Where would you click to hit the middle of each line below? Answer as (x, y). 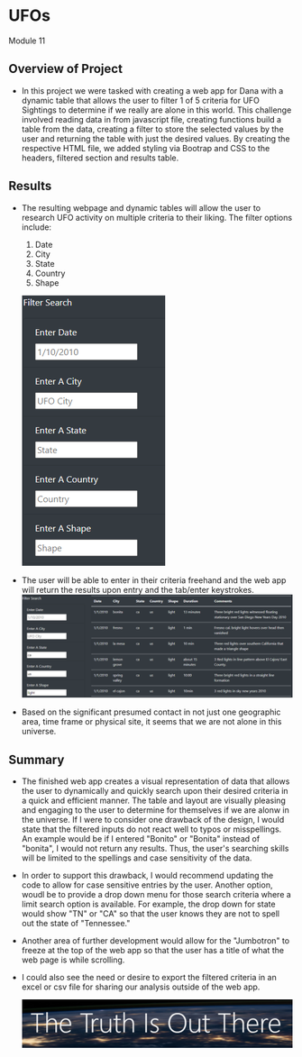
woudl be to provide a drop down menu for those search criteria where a (156, 895)
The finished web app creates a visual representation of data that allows (156, 781)
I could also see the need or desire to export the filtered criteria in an (149, 978)
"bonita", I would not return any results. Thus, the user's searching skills (155, 849)
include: (36, 227)
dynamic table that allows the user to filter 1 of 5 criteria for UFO (141, 100)
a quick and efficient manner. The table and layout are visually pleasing (153, 801)
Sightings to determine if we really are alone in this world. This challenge (156, 110)
